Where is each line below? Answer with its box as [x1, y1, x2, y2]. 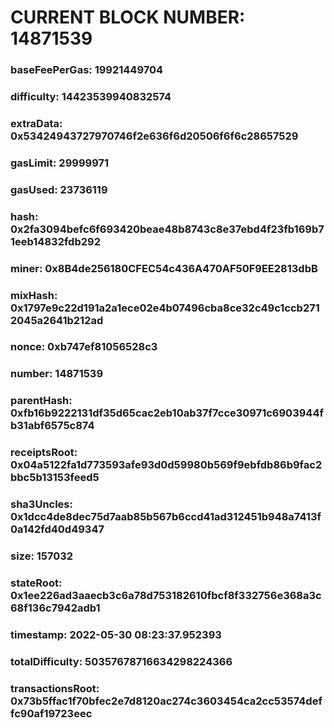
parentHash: [10, 394, 73, 408]
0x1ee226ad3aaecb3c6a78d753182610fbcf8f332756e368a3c [10, 589, 322, 603]
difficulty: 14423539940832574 [10, 90, 172, 104]
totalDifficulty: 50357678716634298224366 [10, 654, 233, 668]
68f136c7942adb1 [10, 601, 101, 615]
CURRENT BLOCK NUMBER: [10, 6, 246, 29]
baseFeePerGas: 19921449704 [10, 63, 164, 77]
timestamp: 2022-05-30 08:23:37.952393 [10, 627, 222, 641]
